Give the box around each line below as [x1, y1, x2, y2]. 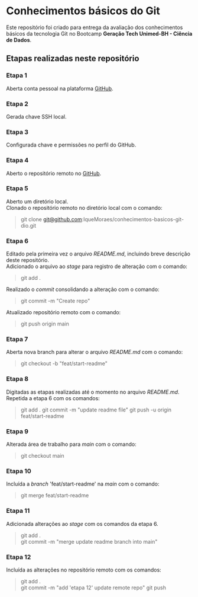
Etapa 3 [6, 127, 28, 136]
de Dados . [6, 36, 32, 43]
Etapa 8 [6, 375, 28, 383]
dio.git [20, 222, 37, 229]
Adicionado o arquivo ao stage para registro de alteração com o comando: [6, 263, 188, 270]
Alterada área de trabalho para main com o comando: [6, 440, 137, 448]
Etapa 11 [6, 507, 30, 515]
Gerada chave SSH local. [6, 113, 67, 120]
